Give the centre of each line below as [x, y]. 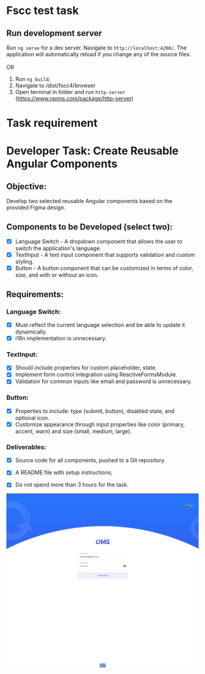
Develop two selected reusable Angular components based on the [89, 201]
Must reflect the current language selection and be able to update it [100, 324]
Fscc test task [43, 11]
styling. [24, 262]
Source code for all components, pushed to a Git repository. [90, 461]
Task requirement [52, 123]
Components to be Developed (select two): [89, 227]
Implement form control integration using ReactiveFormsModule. [96, 375]
